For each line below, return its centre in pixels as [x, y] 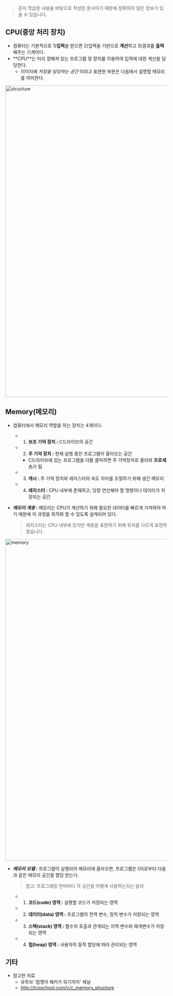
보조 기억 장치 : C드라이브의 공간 [60, 442]
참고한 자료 [24, 975]
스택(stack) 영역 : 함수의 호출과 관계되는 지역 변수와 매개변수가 [91, 926]
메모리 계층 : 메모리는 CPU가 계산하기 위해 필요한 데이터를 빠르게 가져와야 [87, 508]
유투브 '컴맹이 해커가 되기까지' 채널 [56, 982]
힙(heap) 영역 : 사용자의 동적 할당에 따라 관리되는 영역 [83, 945]
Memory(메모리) [31, 412]
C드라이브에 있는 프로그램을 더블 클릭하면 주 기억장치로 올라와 [90, 460]
